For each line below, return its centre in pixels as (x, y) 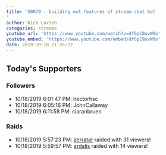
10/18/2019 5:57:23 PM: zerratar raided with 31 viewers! (83, 140)
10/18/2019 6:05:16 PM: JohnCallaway (61, 105)
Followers (21, 86)
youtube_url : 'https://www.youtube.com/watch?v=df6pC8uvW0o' (84, 34)
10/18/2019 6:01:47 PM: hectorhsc (56, 99)
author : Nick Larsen (32, 23)
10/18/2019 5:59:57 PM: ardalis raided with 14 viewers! (81, 145)
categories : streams (32, 28)
